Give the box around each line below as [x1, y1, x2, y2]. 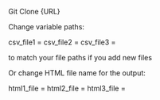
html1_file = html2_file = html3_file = [8, 83, 126, 93]
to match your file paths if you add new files [8, 53, 153, 62]
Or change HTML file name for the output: [8, 68, 146, 78]
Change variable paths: [8, 22, 85, 31]
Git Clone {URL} [8, 7, 61, 16]
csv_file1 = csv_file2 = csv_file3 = [8, 37, 116, 47]
